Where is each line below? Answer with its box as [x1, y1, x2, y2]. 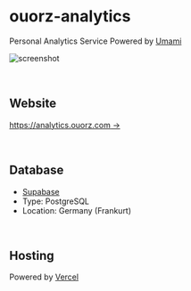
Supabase [21, 186, 60, 197]
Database [9, 163, 64, 178]
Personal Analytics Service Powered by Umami [9, 36, 182, 46]
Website [9, 96, 56, 111]
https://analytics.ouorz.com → [9, 119, 120, 130]
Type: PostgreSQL [21, 196, 90, 206]
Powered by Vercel [9, 271, 79, 282]
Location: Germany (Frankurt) [21, 205, 132, 215]
